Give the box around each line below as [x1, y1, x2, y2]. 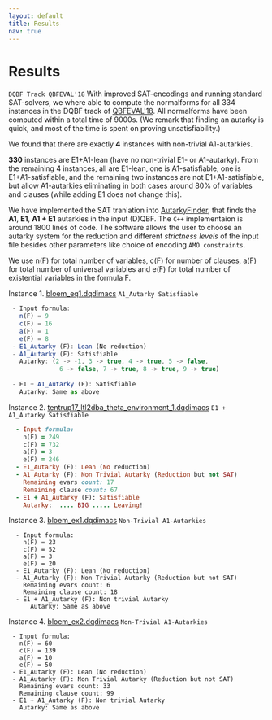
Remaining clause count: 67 [23, 486, 118, 494]
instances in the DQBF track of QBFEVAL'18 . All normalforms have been [8, 107, 248, 116]
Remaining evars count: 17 [23, 478, 114, 487]
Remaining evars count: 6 [23, 581, 111, 590]
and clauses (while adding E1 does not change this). [8, 190, 183, 199]
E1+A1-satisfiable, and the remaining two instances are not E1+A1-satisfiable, [8, 172, 265, 182]
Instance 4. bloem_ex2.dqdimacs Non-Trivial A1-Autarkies [8, 617, 209, 626]
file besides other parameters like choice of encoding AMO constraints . [8, 240, 246, 250]
